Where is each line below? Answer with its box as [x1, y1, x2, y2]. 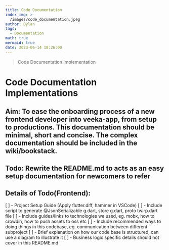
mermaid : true [5, 40, 35, 45]
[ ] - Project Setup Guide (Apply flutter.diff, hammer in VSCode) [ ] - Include [5, 203, 163, 209]
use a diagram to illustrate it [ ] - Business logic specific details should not [5, 234, 159, 240]
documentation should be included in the [5, 139, 138, 147]
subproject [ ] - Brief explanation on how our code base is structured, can [5, 229, 159, 235]
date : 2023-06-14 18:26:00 [5, 45, 62, 50]
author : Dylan [5, 21, 35, 27]
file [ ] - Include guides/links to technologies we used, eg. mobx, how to [5, 213, 155, 219]
